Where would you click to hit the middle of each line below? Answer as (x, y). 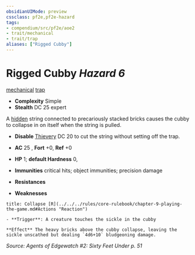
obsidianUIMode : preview (36, 11)
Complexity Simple (38, 101)
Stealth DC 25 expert (40, 107)
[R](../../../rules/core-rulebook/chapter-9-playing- (115, 204)
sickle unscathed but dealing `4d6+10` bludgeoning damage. (81, 235)
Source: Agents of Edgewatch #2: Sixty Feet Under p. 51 (74, 246)
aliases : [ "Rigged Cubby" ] (39, 45)
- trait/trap (22, 39)
